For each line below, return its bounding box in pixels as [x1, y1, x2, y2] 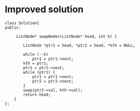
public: [5, 25, 21, 30]
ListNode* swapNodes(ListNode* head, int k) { [16, 34, 117, 39]
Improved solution [5, 4, 84, 15]
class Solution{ [5, 20, 39, 26]
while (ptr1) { [23, 70, 56, 75]
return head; [23, 92, 51, 97]
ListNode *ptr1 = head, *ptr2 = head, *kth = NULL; [23, 42, 136, 48]
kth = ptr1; [23, 60, 49, 66]
